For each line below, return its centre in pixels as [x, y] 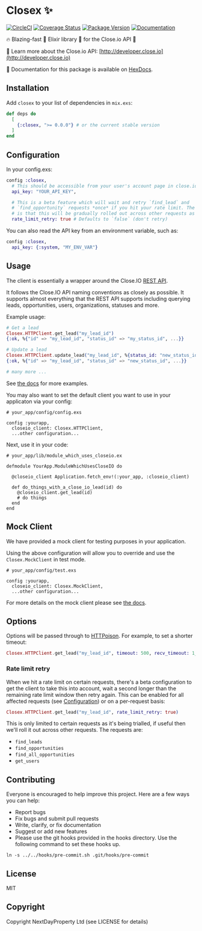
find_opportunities [39, 749]
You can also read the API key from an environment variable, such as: [92, 231]
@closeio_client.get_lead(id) [55, 492]
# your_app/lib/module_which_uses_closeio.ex [64, 456]
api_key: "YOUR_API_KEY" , [44, 191]
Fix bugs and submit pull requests [57, 818]
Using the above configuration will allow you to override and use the [90, 553]
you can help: [23, 800]
